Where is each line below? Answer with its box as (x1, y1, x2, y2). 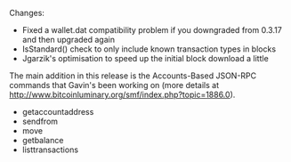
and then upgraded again (21, 35, 116, 45)
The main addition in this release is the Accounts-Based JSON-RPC (9, 70, 257, 81)
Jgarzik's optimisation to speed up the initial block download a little (21, 53, 269, 63)
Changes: (9, 8, 44, 18)
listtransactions (21, 144, 78, 155)
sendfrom (21, 116, 59, 126)
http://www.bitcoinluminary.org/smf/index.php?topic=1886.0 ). (9, 89, 236, 100)
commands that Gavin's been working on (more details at (9, 80, 220, 90)
